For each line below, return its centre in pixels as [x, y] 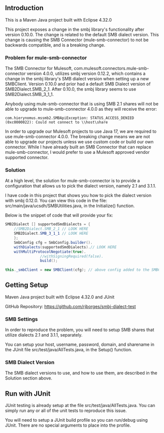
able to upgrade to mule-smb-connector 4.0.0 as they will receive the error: [81, 109]
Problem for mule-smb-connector [46, 57]
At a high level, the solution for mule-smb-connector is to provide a [72, 181]
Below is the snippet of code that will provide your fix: [59, 216]
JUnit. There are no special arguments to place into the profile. [68, 425]
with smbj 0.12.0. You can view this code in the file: [56, 201]
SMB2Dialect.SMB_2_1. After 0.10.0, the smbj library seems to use [71, 89]
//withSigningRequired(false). [72, 256]
